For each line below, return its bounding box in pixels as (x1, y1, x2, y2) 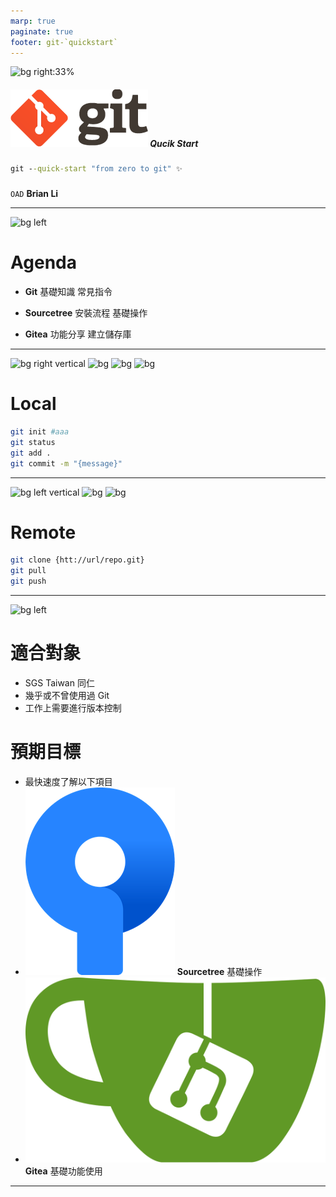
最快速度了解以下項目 (24, 775, 113, 787)
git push (10, 576, 47, 587)
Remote (10, 521, 77, 544)
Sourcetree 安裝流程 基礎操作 (24, 307, 148, 319)
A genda (10, 251, 77, 274)
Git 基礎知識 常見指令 (24, 286, 113, 298)
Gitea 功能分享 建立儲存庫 (24, 328, 132, 340)
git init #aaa (10, 427, 70, 437)
